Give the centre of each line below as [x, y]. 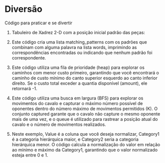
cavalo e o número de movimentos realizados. [59, 124]
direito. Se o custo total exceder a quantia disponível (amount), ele [80, 83]
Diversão [24, 9]
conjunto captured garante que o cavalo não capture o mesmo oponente [86, 114]
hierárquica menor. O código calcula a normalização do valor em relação [86, 144]
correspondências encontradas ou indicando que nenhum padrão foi [82, 53]
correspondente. [29, 57]
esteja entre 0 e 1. [30, 155]
